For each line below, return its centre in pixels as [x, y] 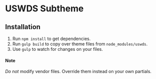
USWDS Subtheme [45, 9]
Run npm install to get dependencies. [51, 39]
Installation [23, 27]
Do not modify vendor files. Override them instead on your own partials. [78, 72]
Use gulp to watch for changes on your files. [57, 49]
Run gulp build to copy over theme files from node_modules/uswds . [80, 44]
